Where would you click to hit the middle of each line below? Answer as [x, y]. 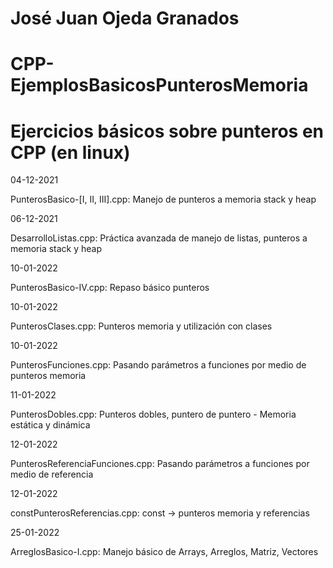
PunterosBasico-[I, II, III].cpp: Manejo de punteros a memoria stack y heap [163, 199]
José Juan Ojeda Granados [125, 18]
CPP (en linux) [70, 152]
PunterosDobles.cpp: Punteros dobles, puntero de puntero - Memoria [153, 414]
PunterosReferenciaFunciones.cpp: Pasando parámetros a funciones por [160, 464]
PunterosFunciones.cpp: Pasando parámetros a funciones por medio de [158, 365]
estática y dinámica [50, 425]
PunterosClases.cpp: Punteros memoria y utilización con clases [141, 326]
